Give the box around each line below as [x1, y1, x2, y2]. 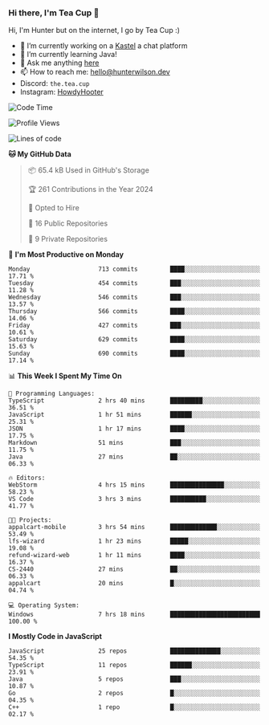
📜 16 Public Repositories [27, 218, 108, 228]
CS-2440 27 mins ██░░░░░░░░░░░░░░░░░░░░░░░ [8, 565, 261, 573]
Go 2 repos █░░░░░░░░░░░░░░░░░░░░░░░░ [8, 690, 261, 698]
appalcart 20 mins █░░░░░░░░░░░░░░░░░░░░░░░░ [8, 580, 261, 588]
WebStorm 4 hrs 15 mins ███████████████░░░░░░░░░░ [8, 481, 261, 489]
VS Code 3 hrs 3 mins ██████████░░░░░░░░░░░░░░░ [8, 495, 261, 503]
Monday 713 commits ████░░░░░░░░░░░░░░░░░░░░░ [8, 265, 261, 274]
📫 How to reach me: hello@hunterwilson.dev [19, 67, 170, 77]
